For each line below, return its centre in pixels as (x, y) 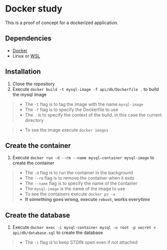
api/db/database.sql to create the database (58, 233)
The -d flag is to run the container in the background (79, 173)
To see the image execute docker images (66, 130)
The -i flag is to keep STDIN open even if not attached (81, 242)
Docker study (34, 9)
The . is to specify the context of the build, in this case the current (93, 115)
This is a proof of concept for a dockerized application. (62, 23)
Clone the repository (33, 84)
